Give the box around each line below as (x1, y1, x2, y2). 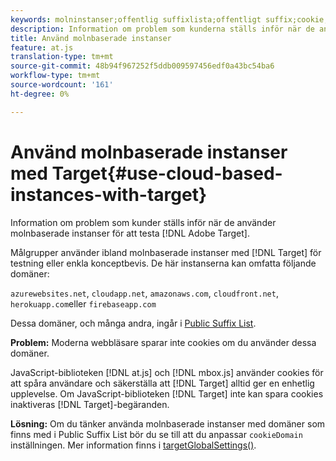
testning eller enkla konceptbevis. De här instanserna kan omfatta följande (10, 257, 317, 269)
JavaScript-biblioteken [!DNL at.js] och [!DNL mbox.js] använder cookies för (10, 366, 324, 378)
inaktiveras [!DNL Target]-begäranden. (10, 398, 170, 410)
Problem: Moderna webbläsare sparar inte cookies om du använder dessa (10, 336, 317, 348)
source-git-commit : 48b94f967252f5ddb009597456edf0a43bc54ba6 (10, 61, 275, 71)
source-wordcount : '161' (10, 80, 114, 90)
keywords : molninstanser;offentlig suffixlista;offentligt (10, 14, 262, 25)
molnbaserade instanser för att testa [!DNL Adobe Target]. (10, 227, 250, 239)
